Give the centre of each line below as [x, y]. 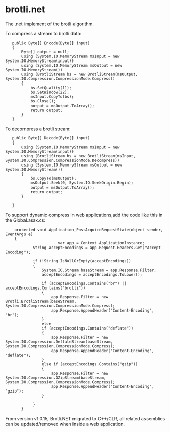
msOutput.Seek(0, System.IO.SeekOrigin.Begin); [82, 183]
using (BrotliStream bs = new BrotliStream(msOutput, [80, 74]
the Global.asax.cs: [26, 220]
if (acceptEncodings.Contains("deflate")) [88, 328]
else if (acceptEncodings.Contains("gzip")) [90, 364]
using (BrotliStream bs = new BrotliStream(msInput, [79, 156]
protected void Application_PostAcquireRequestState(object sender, [89, 230]
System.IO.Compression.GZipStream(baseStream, [56, 378]
